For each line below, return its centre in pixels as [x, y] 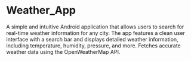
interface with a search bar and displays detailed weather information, [92, 39]
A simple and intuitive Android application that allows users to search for [95, 27]
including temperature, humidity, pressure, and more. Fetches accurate [93, 46]
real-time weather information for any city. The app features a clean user [95, 33]
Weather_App [41, 10]
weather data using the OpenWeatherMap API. [63, 52]
